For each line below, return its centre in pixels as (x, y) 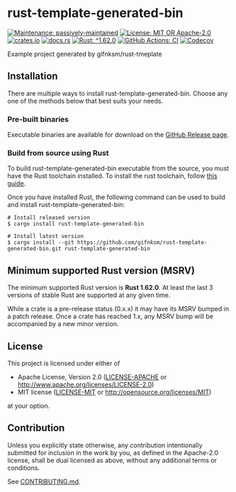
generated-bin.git (34, 249)
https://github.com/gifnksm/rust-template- (142, 242)
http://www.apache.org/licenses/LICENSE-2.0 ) (86, 384)
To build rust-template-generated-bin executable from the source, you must (118, 169)
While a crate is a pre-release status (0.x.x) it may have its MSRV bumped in (118, 309)
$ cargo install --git (41, 242)
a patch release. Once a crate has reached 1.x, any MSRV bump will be (111, 316)
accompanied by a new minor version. (63, 324)
